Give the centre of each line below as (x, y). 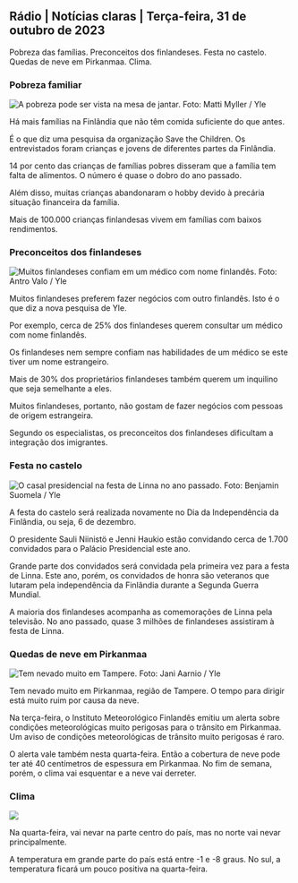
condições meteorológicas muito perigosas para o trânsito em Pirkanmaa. (145, 727)
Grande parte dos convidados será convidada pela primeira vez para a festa (149, 566)
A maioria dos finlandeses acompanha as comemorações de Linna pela (141, 612)
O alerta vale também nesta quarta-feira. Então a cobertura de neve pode (145, 754)
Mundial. (26, 594)
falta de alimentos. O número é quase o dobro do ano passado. (126, 176)
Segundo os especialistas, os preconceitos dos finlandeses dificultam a (141, 433)
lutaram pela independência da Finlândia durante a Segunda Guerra (134, 585)
